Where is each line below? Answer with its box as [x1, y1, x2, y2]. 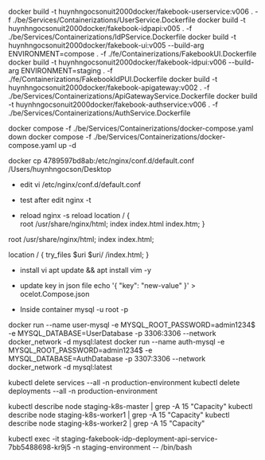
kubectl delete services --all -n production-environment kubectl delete [8, 378, 240, 387]
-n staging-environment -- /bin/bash [72, 442, 193, 452]
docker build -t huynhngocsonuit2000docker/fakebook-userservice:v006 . [8, 7, 253, 16]
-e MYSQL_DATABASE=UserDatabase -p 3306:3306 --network [8, 329, 216, 337]
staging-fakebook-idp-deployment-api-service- [60, 434, 218, 443]
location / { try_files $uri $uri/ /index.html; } [8, 250, 150, 259]
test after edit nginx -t [19, 195, 92, 205]
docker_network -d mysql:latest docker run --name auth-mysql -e [8, 337, 225, 346]
